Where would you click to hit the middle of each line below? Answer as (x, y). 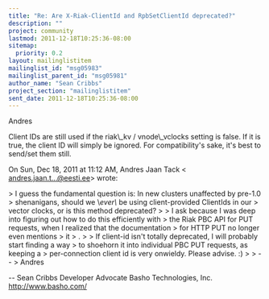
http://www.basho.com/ (48, 286)
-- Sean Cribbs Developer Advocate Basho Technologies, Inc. (111, 278)
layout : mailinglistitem (50, 61)
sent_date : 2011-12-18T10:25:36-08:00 (73, 98)
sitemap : (23, 46)
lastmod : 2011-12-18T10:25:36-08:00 (70, 38)
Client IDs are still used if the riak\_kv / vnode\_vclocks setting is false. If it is (134, 137)
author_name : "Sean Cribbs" (56, 83)
